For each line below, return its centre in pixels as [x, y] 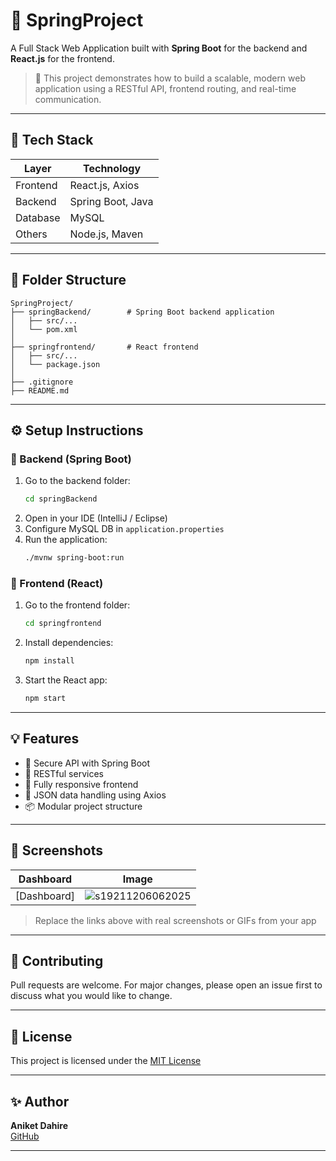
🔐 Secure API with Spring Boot [87, 763]
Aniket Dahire [39, 1125]
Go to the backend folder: [77, 481]
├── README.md [40, 390]
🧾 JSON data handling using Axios [95, 795]
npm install [49, 661]
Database [38, 217]
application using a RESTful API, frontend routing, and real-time [165, 88]
